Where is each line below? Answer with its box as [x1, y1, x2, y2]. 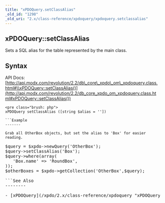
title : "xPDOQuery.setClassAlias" [5, 7, 76, 12]
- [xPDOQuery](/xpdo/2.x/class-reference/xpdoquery [5, 193, 133, 198]
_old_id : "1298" [5, 12, 38, 17]
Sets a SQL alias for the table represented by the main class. [5, 48, 127, 53]
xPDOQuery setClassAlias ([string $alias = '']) [5, 109, 107, 114]
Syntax [5, 62, 27, 70]
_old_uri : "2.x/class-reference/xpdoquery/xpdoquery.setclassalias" [5, 16, 148, 21]
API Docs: [5, 75, 26, 80]
